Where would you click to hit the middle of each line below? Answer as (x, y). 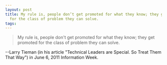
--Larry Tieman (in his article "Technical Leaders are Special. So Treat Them (83, 52)
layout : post (19, 10)
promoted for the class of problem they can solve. (69, 43)
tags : (11, 23)
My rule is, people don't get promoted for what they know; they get (86, 37)
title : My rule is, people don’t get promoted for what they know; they (82, 14)
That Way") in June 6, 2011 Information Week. (52, 58)
